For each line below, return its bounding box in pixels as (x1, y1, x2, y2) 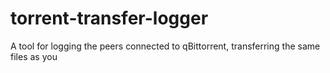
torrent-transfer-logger (10, 7, 209, 30)
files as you (10, 50, 58, 62)
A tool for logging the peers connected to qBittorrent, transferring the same (10, 40, 321, 52)
